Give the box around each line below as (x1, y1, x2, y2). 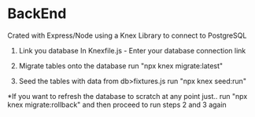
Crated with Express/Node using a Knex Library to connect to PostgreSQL (7, 31, 247, 40)
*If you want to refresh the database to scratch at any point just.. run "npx (7, 91, 248, 101)
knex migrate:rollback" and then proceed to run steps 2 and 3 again (7, 100, 227, 109)
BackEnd (7, 5, 67, 23)
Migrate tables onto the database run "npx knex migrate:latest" (18, 60, 224, 71)
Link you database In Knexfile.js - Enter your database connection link (18, 46, 246, 55)
